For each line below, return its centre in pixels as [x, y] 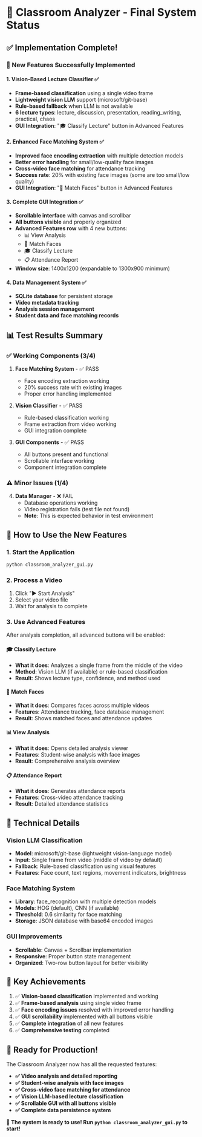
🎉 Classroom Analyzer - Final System [101, 12]
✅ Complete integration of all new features [69, 1024]
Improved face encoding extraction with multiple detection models [99, 155]
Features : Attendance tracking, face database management [90, 712]
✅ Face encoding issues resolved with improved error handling [94, 1010]
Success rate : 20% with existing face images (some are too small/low [102, 174]
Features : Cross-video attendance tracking [69, 797]
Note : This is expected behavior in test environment [89, 516]
